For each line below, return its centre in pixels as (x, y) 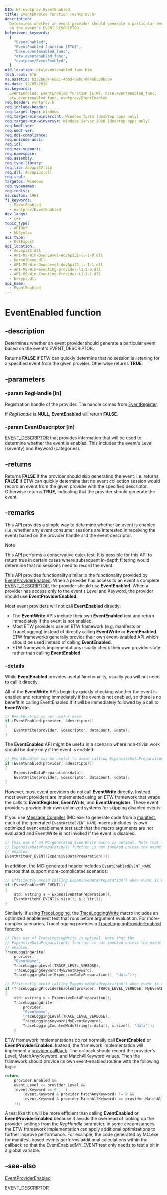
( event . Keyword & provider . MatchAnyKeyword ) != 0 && (79, 1094)
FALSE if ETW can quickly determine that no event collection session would (83, 481)
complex (14, 924)
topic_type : (17, 223)
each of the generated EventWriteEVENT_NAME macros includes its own (76, 823)
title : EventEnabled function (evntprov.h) (51, 14)
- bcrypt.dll (23, 279)
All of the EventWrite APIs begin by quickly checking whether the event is (81, 692)
